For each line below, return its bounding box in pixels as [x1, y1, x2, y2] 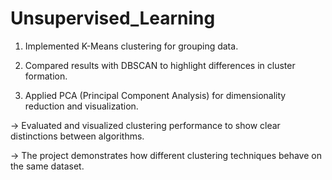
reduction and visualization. [24, 100, 139, 112]
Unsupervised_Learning [10, 7, 216, 30]
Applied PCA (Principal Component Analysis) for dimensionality [24, 89, 287, 101]
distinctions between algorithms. [10, 130, 145, 142]
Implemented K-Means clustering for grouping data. [24, 40, 239, 52]
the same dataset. [10, 160, 85, 172]
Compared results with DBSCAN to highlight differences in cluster [24, 59, 296, 71]
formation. [24, 70, 68, 82]
